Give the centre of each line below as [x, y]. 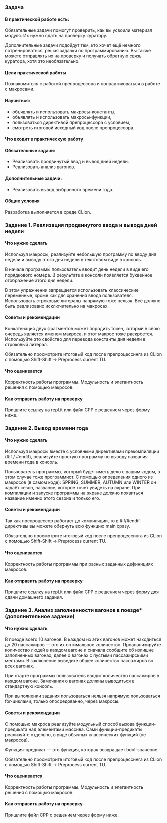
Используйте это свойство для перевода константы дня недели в [75, 339]
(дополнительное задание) [40, 616]
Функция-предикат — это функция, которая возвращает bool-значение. [82, 749]
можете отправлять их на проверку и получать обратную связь [73, 56]
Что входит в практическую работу [44, 139]
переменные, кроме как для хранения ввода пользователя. [69, 295]
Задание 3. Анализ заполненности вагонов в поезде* [74, 610]
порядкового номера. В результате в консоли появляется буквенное [79, 275]
